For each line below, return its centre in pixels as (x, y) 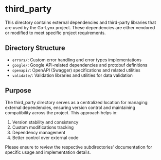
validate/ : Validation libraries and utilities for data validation (72, 75)
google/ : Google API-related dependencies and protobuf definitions (80, 65)
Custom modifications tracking (43, 127)
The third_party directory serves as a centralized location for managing (76, 102)
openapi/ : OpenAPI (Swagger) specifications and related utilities (76, 70)
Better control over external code (45, 138)
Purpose (18, 91)
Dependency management (39, 132)
